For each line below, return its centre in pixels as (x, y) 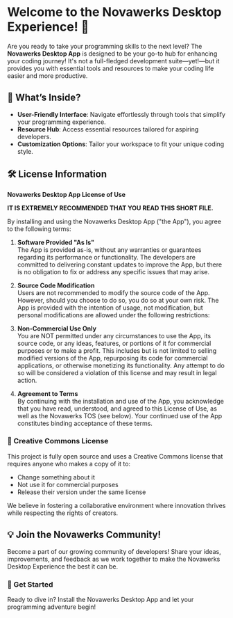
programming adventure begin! (51, 607)
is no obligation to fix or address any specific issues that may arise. (113, 271)
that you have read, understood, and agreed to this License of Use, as (117, 409)
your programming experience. (61, 122)
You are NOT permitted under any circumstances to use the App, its (114, 335)
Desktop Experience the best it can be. (63, 566)
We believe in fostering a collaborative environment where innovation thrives (116, 505)
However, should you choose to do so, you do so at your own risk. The (118, 300)
